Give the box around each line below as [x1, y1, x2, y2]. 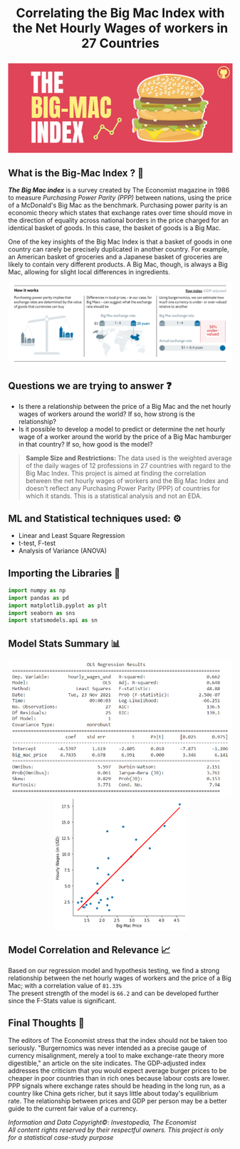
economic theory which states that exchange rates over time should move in [8, 209, 232, 217]
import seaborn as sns [8, 609, 75, 617]
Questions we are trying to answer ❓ [8, 380, 172, 392]
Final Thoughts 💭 [8, 1017, 85, 1029]
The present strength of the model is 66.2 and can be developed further [8, 989, 219, 997]
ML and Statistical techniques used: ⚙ [8, 512, 182, 524]
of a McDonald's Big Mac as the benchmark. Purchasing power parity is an [8, 201, 228, 209]
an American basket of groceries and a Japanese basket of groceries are [8, 253, 223, 261]
